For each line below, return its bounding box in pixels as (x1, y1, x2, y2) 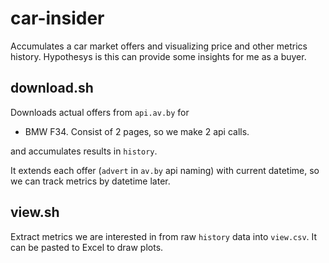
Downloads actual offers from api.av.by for (10, 106, 190, 118)
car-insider (10, 7, 105, 30)
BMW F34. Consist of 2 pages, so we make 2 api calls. (24, 125, 250, 137)
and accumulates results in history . (10, 145, 158, 157)
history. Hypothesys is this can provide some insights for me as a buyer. (10, 50, 307, 62)
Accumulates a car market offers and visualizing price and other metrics (10, 40, 308, 52)
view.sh (10, 204, 60, 221)
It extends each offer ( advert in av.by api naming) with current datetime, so (10, 164, 320, 176)
